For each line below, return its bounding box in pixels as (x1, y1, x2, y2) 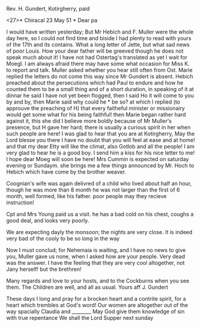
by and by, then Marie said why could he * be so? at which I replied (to (6, 98, 181, 105)
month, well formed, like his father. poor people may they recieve (6, 193, 167, 199)
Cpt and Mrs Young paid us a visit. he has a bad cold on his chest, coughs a (6, 211, 194, 217)
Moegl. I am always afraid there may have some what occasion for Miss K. (6, 60, 190, 67)
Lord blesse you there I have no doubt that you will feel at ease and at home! (6, 137, 196, 143)
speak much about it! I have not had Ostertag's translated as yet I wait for (6, 54, 188, 60)
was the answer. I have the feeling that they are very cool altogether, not (6, 259, 185, 266)
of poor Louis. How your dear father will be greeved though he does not (6, 47, 184, 54)
